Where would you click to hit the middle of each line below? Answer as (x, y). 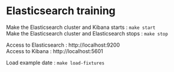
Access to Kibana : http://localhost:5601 (55, 51)
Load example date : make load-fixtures (55, 63)
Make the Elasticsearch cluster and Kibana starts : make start (81, 27)
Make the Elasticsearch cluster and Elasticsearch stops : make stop (87, 33)
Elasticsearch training (61, 11)
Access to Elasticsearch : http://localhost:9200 (63, 45)
